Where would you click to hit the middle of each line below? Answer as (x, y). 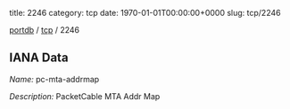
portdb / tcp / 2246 (45, 30)
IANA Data (39, 58)
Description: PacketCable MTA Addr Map (85, 96)
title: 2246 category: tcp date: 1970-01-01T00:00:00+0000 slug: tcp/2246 (145, 13)
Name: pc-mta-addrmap (54, 79)
